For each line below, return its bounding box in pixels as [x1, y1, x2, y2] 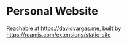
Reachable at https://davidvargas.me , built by [6, 24, 121, 32]
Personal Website [6, 4, 98, 18]
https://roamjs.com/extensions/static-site [6, 31, 111, 38]
